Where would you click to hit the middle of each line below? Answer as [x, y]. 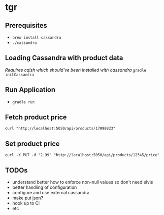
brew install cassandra [37, 38]
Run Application [30, 90]
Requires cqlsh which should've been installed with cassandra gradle [76, 70]
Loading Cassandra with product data [64, 58]
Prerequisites [26, 25]
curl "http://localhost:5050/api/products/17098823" [60, 129]
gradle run [23, 102]
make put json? [28, 198]
